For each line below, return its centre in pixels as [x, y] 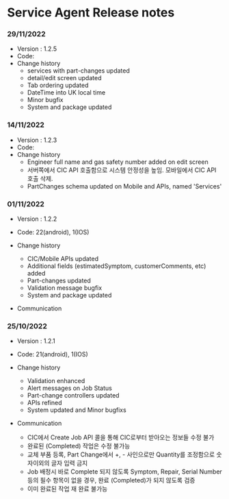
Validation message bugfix [65, 288]
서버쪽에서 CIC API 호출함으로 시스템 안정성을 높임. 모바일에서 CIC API [122, 170]
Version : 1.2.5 [37, 49]
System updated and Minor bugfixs [77, 410]
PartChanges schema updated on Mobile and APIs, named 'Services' [124, 186]
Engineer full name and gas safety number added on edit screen [118, 162]
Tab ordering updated [58, 85]
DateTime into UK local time [66, 93]
